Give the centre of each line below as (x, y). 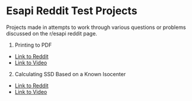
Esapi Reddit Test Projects (72, 11)
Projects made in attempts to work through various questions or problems (96, 27)
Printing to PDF (33, 45)
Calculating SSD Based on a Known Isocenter (70, 74)
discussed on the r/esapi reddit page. (52, 33)
